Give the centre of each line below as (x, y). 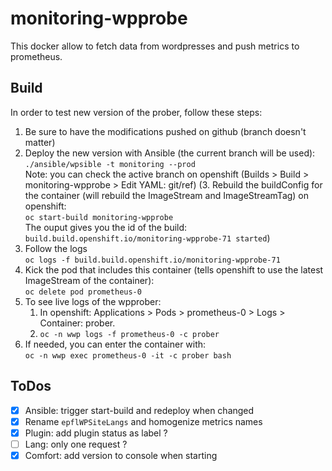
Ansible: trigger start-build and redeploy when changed (139, 410)
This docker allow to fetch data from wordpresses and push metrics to (155, 46)
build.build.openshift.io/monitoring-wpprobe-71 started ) (147, 238)
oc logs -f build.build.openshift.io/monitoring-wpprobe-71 (152, 260)
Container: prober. (77, 323)
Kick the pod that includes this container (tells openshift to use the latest (174, 269)
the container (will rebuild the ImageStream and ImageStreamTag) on (167, 195)
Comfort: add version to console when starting (121, 455)
